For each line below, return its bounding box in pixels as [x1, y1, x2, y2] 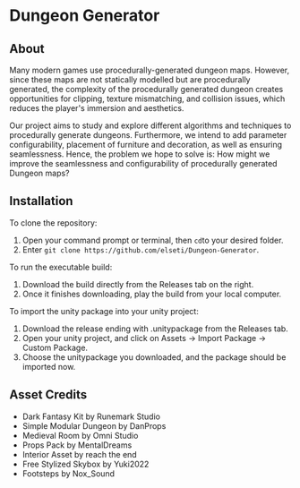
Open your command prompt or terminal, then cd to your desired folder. [21, 235, 284, 245]
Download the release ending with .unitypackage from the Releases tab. [21, 323, 288, 334]
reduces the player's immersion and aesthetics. [9, 103, 184, 113]
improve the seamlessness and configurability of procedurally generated [9, 158, 278, 168]
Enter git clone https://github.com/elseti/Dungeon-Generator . [21, 244, 260, 255]
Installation [9, 193, 73, 209]
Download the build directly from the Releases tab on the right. [21, 278, 254, 289]
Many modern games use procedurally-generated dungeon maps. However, [9, 64, 289, 75]
